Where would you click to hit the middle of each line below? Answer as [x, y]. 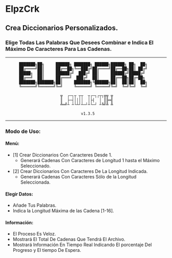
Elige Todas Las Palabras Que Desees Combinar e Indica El [79, 43]
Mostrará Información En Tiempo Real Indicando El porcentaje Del [82, 245]
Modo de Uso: [23, 131]
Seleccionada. [35, 182]
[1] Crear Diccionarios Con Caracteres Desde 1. [62, 155]
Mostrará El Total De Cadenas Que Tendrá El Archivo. [69, 240]
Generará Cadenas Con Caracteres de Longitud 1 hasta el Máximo [90, 160]
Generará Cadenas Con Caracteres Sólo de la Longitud [78, 177]
